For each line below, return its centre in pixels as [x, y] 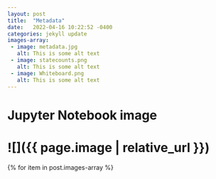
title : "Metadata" [36, 21]
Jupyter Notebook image [82, 115]
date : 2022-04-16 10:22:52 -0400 [60, 27]
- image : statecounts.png [49, 60]
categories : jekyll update [47, 34]
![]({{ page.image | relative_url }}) [109, 147]
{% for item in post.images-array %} [60, 167]
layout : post [27, 14]
